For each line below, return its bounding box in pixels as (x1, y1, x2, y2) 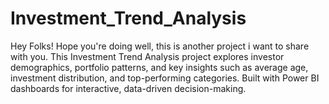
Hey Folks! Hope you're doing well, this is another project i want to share (10, 40, 310, 52)
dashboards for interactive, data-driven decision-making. (10, 82, 247, 94)
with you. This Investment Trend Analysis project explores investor (10, 50, 285, 62)
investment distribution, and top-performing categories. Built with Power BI (10, 72, 320, 84)
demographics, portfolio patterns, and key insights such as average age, (10, 61, 309, 73)
